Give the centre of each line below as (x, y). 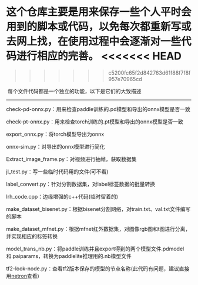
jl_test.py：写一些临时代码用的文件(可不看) (57, 172)
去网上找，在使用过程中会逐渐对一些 (94, 41)
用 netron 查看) (23, 276)
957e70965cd (125, 79)
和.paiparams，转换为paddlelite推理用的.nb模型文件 (69, 256)
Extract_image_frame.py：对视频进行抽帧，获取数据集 (71, 159)
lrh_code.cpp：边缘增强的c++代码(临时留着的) (62, 196)
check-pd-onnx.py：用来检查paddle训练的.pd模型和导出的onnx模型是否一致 (98, 109)
